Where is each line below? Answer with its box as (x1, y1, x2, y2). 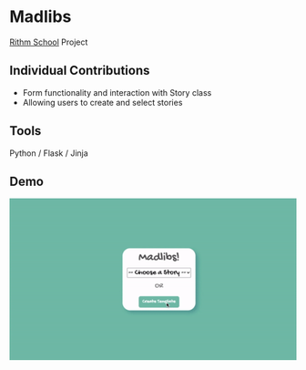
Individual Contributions (9, 63, 150, 78)
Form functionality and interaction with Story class (22, 87, 212, 98)
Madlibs (9, 6, 72, 27)
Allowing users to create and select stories (22, 97, 183, 108)
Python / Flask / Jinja (9, 148, 88, 159)
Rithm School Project (9, 36, 88, 47)
